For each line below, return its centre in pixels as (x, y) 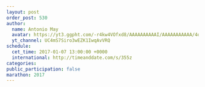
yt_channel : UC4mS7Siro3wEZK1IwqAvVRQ (61, 40)
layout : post (23, 12)
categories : (21, 63)
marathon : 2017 (26, 75)
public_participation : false (43, 69)
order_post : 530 (27, 18)
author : (16, 23)
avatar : (22, 35)
